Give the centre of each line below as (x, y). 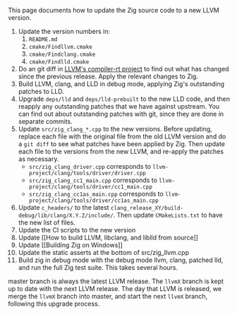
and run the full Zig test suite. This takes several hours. (98, 267)
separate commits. (45, 121)
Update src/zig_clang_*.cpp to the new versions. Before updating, (115, 129)
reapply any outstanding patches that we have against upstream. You (119, 106)
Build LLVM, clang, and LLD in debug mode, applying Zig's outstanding (121, 84)
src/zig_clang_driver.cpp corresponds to (90, 166)
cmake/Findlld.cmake (59, 62)
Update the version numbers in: (64, 31)
